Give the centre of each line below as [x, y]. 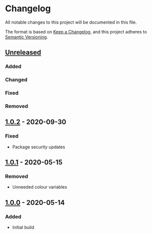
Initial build [23, 228]
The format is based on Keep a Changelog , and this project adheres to [76, 32]
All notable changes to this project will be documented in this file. [71, 22]
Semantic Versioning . [26, 37]
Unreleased [23, 52]
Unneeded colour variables [39, 187]
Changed [16, 80]
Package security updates [38, 147]
